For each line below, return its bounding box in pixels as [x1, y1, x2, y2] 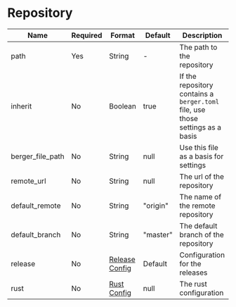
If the [179, 71, 197, 81]
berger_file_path [11, 151, 65, 161]
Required [71, 30, 103, 40]
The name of [179, 192, 222, 201]
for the [179, 258, 202, 268]
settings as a [179, 122, 221, 132]
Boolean [108, 101, 137, 111]
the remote [179, 201, 216, 211]
